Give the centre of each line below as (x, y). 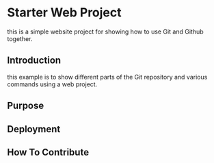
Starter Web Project (64, 13)
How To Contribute (48, 152)
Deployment (34, 129)
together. (20, 38)
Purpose (26, 106)
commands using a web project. (52, 84)
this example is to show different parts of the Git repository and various (107, 77)
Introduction (34, 61)
